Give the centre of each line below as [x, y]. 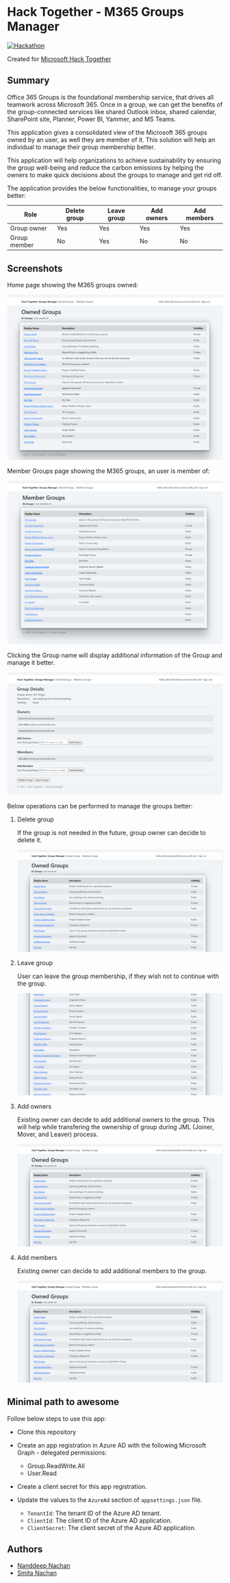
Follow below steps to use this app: [57, 1418]
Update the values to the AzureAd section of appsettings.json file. [110, 1500]
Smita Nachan [37, 1573]
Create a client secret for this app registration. [82, 1486]
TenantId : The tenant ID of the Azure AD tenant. [94, 1513]
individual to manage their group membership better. [81, 147]
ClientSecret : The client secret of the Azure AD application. [112, 1527]
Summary [28, 81]
